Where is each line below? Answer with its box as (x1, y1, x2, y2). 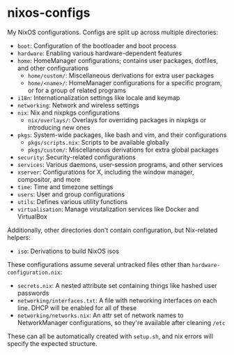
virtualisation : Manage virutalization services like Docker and (17, 205, 199, 213)
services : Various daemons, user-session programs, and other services (17, 160, 224, 168)
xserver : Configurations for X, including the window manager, (17, 168, 194, 176)
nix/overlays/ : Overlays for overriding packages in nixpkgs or (27, 115, 207, 124)
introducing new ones (27, 123, 91, 131)
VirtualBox (17, 212, 47, 221)
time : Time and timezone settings (17, 182, 114, 191)
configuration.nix (7, 269, 61, 276)
